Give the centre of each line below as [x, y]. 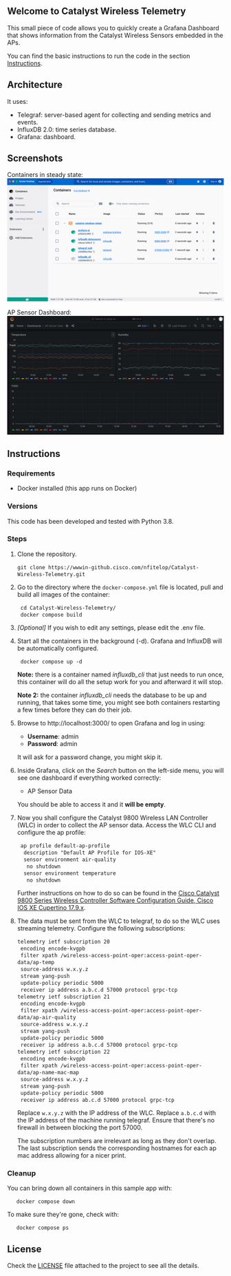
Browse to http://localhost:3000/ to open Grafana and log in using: [111, 723]
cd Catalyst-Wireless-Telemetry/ [68, 608]
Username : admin [53, 736]
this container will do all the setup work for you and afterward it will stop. [120, 681]
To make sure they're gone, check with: [63, 1215]
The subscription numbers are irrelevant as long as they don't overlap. [117, 1140]
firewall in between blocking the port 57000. [80, 1127]
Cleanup [22, 1173]
